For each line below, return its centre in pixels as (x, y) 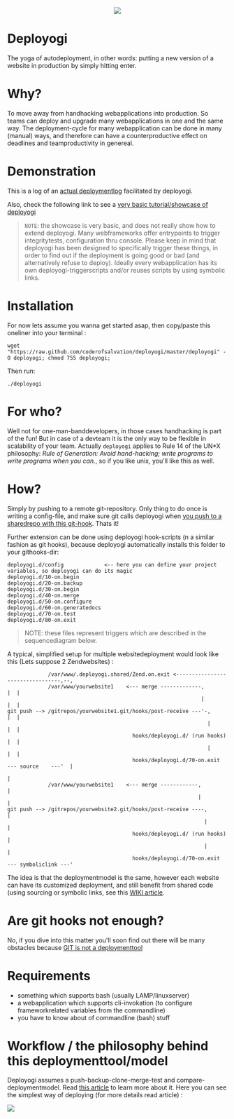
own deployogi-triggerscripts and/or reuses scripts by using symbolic (125, 270)
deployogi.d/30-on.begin (43, 589)
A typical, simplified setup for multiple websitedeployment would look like (113, 654)
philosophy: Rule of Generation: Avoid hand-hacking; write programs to (110, 453)
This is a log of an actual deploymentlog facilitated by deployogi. (100, 191)
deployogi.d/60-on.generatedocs (54, 608)
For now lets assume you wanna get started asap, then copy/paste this (109, 325)
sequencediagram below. (61, 640)
